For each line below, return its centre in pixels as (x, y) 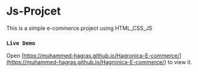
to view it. (180, 62)
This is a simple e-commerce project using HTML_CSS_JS (79, 28)
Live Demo (21, 43)
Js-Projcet (34, 11)
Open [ (15, 56)
